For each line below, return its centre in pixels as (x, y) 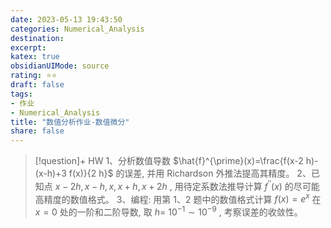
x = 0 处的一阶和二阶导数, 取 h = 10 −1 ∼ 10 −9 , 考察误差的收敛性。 (168, 211)
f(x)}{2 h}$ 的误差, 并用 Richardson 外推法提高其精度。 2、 (190, 173)
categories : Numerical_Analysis (77, 29)
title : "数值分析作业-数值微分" (70, 122)
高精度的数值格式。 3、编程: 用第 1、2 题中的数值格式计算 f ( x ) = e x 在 (178, 198)
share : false (37, 131)
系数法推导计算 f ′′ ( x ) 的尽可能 (260, 185)
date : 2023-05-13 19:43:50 (66, 19)
